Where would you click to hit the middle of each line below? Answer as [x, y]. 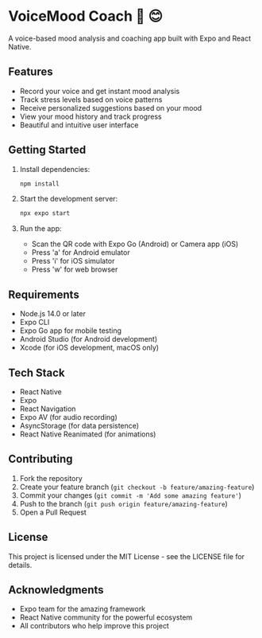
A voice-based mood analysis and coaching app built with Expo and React [130, 38]
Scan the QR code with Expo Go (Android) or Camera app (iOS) [135, 244]
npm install [39, 184]
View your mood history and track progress [91, 116]
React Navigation [48, 409]
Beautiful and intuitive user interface [79, 125]
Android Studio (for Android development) [89, 339]
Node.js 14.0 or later [52, 314]
